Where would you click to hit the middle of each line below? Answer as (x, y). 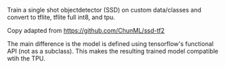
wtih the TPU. (26, 58)
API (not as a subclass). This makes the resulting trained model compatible (113, 51)
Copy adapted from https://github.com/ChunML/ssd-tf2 (86, 31)
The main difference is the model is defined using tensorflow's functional (110, 44)
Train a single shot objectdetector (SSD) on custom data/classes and (104, 10)
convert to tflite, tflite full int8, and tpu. (61, 17)
